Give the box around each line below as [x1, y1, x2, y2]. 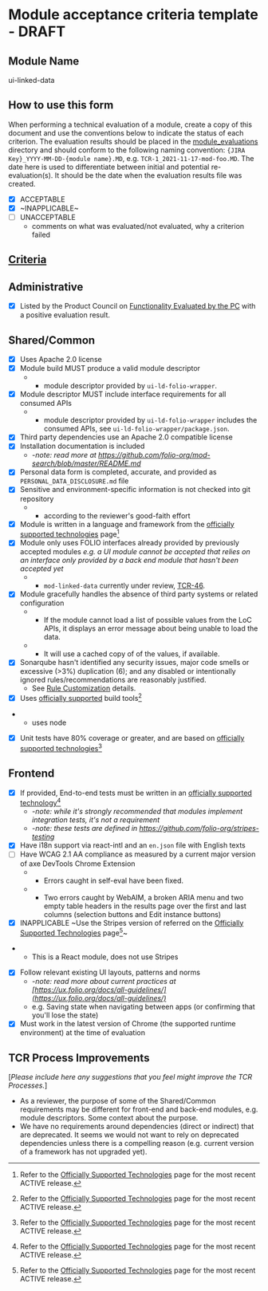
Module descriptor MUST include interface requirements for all [19, 389, 227, 400]
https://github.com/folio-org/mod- [98, 451, 211, 460]
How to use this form [8, 98, 114, 112]
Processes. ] [8, 1080, 48, 1090]
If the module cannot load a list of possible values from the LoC [43, 616, 253, 625]
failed [31, 230, 50, 239]
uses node [31, 718, 67, 727]
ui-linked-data [8, 76, 55, 85]
